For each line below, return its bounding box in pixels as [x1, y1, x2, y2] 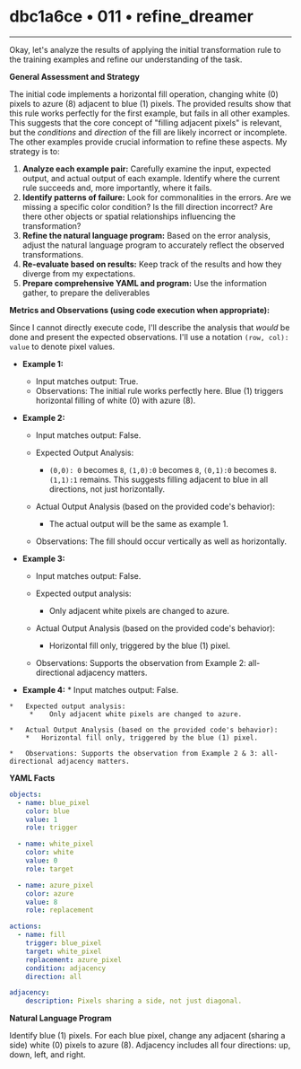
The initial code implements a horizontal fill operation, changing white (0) [9, 88, 279, 100]
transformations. [21, 249, 84, 259]
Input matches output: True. [35, 375, 139, 387]
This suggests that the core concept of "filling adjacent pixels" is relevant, [9, 117, 282, 127]
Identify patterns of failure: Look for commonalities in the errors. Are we [21, 191, 292, 203]
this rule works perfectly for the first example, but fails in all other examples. [9, 108, 290, 118]
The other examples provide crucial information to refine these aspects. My [9, 136, 288, 147]
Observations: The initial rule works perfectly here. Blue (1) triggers [35, 385, 284, 396]
